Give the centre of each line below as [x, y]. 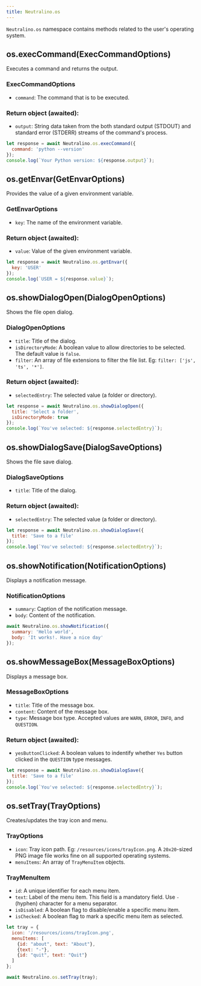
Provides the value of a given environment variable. [70, 194]
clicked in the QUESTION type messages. [63, 760]
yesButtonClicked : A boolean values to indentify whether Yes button [99, 753]
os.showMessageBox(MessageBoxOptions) [91, 662]
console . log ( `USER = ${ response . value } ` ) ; [60, 279]
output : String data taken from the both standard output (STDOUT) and [103, 126]
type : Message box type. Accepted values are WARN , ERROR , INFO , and [99, 718]
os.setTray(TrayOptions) [54, 806]
